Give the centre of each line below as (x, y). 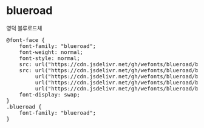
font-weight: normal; (51, 52)
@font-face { (26, 40)
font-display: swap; (49, 94)
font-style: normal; (49, 58)
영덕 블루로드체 (24, 28)
